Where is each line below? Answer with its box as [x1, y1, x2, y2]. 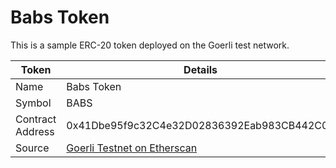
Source [15, 141, 50, 155]
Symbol [15, 96, 52, 110]
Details [183, 62, 218, 76]
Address [15, 124, 55, 138]
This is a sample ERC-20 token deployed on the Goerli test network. [10, 39, 290, 51]
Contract [15, 112, 57, 126]
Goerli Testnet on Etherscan [66, 141, 198, 155]
